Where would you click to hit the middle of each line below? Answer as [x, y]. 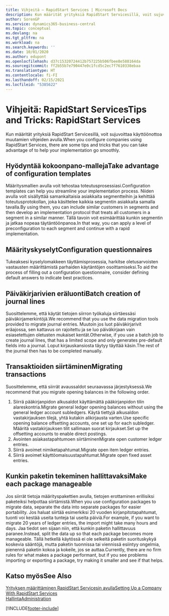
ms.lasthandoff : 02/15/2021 [35, 80]
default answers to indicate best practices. [50, 278]
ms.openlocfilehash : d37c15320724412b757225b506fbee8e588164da [73, 61]
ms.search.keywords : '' [31, 47]
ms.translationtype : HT [31, 71]
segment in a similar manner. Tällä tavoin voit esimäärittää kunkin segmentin [84, 218]
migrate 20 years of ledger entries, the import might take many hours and [81, 523]
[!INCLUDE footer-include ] [32, 608]
